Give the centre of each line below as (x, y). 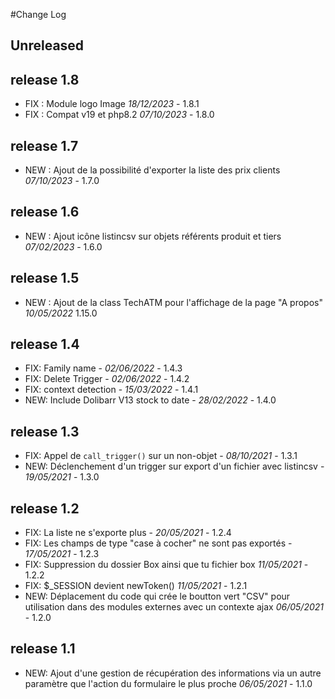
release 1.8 (45, 79)
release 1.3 (45, 431)
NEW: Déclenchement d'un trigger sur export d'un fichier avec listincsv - (174, 466)
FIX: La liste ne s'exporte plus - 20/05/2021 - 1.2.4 (128, 533)
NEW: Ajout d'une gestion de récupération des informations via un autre (173, 673)
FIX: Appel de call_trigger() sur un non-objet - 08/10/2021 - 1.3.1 (161, 456)
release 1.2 (45, 508)
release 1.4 (45, 344)
